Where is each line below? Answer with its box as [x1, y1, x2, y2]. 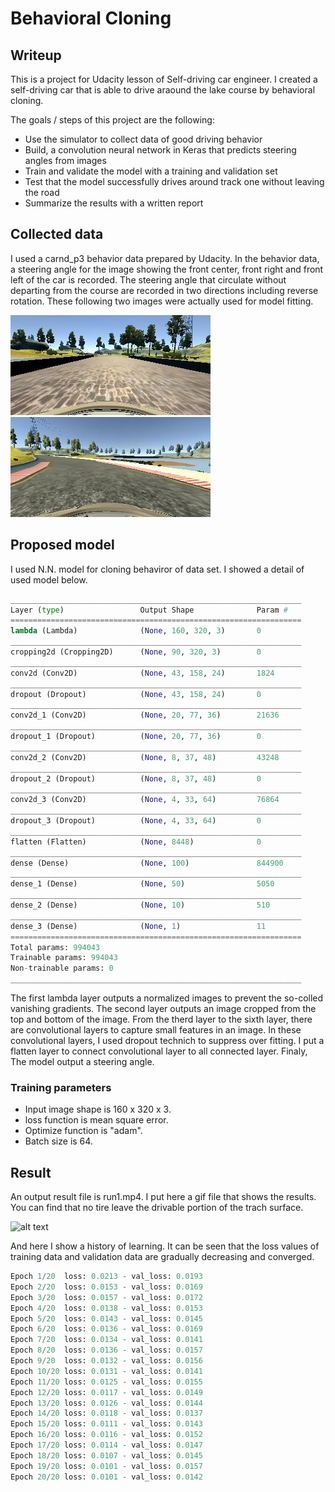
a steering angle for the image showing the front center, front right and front [10, 263, 324, 275]
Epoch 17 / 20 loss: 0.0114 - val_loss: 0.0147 [10, 1440, 203, 1451]
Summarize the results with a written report [24, 197, 204, 209]
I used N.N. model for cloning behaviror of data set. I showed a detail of [10, 563, 305, 575]
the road [24, 187, 60, 198]
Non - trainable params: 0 [10, 963, 114, 974]
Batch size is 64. [24, 1135, 93, 1147]
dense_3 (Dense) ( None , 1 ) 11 [10, 921, 267, 931]
